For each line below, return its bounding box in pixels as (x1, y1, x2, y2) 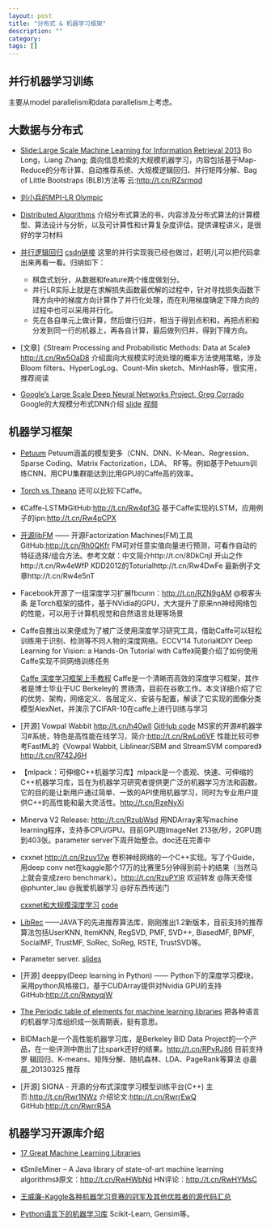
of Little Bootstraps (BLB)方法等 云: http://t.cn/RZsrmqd (19, 175, 203, 185)
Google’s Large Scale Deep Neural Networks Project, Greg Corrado (19, 389, 244, 398)
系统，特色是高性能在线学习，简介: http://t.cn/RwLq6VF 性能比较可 (32, 731, 253, 741)
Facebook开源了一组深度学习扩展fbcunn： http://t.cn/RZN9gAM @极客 (19, 588, 255, 597)
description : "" (8, 27, 63, 35)
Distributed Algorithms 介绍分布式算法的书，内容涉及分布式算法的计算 (19, 209, 253, 219)
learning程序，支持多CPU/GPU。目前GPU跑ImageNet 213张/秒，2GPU (19, 824, 255, 834)
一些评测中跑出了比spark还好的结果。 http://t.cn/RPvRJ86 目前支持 (41, 1044, 264, 1053)
